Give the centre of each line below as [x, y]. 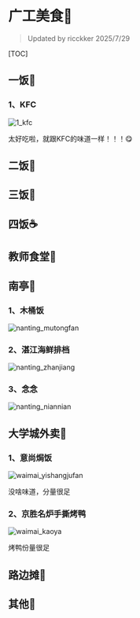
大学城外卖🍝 [37, 433]
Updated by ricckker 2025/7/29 [79, 38]
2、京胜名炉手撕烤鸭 [47, 514]
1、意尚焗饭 [30, 458]
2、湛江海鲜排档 [39, 349]
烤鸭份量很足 [29, 548]
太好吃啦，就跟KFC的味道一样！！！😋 [70, 138]
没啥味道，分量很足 [39, 491]
